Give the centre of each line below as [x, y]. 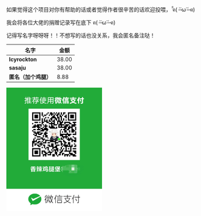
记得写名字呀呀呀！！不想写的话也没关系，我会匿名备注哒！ [81, 35]
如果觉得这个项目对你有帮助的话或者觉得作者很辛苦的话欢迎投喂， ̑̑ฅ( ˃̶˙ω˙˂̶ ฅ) [101, 9]
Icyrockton [23, 59]
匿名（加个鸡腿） [30, 77]
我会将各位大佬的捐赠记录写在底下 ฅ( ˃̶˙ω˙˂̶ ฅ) [61, 23]
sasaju [17, 68]
